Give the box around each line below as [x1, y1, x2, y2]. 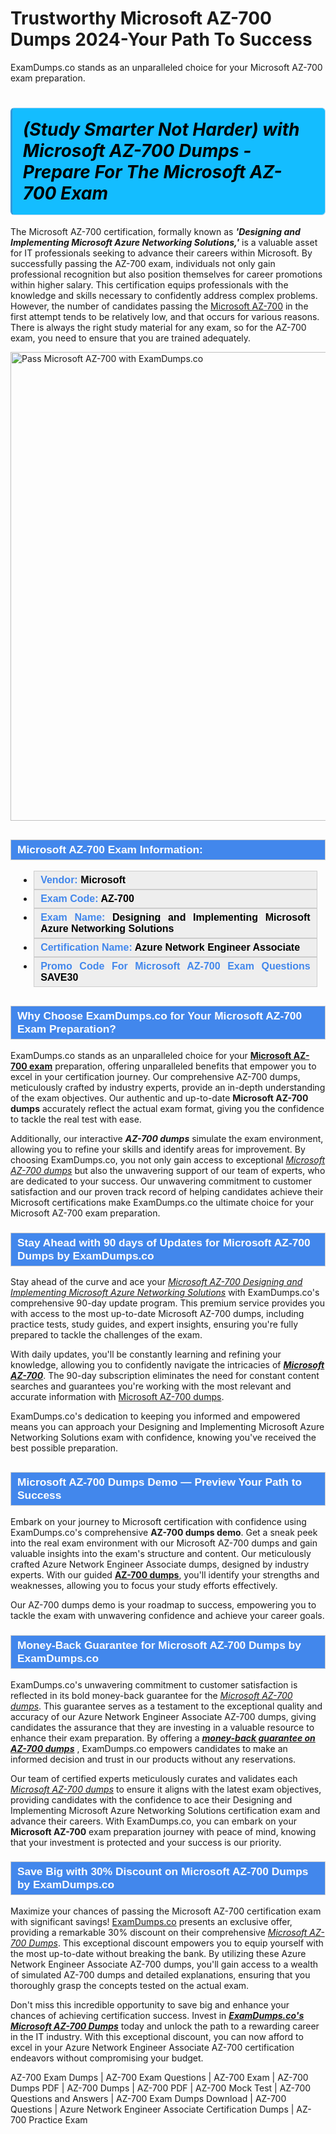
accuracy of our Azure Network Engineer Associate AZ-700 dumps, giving [10, 1710, 317, 1722]
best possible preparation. [10, 1442, 118, 1454]
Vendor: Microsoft [40, 874, 127, 886]
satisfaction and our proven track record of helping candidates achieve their [10, 1186, 324, 1198]
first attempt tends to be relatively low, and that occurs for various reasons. [10, 311, 320, 323]
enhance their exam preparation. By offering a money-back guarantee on [10, 1732, 316, 1744]
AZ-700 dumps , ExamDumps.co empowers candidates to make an [10, 1742, 288, 1754]
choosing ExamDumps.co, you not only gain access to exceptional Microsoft [10, 1154, 326, 1166]
